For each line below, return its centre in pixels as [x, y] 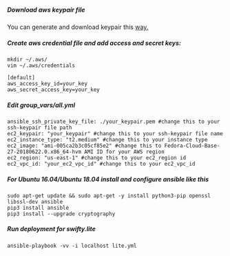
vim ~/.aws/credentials [41, 66]
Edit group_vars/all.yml [41, 105]
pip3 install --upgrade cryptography [61, 214]
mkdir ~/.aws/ [28, 59]
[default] [21, 77]
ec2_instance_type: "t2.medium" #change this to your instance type [107, 139]
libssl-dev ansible [35, 201]
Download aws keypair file [46, 10]
